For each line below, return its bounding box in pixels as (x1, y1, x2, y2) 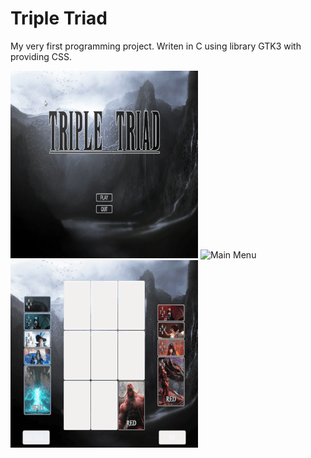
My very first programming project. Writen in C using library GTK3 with (10, 40, 302, 52)
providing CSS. (10, 50, 72, 62)
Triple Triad (10, 7, 108, 30)
